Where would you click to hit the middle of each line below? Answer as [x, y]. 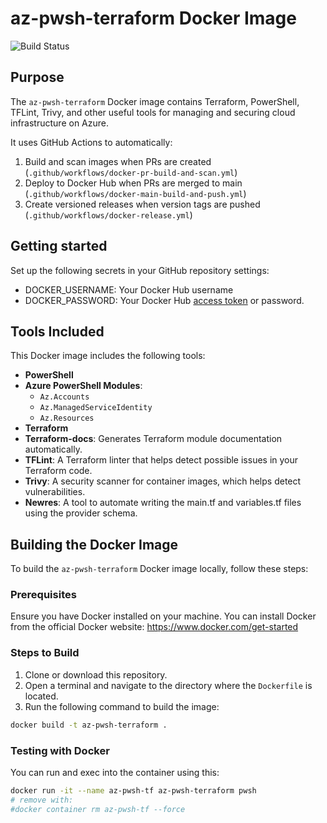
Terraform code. [58, 471]
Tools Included [57, 331]
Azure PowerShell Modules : [83, 386]
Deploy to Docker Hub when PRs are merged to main [133, 183]
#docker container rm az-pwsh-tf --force [98, 809]
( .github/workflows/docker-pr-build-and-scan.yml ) [131, 172]
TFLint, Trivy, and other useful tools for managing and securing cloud [153, 112]
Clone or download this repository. [96, 674]
